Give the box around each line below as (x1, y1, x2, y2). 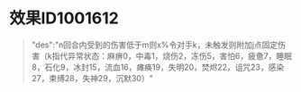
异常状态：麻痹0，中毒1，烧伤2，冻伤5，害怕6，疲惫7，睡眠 (67, 50, 293, 61)
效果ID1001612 (9, 8, 119, 29)
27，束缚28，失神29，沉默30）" (31, 72, 153, 83)
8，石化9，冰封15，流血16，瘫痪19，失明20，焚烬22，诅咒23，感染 (31, 62, 285, 72)
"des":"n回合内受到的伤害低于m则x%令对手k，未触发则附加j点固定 (31, 39, 278, 50)
